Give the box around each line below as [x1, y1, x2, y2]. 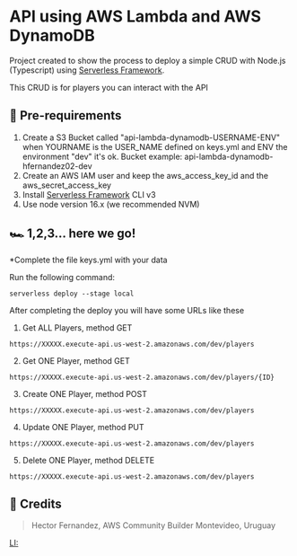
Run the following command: [9, 271, 115, 282]
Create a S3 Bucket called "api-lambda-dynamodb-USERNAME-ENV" [22, 132, 281, 143]
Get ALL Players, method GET [22, 322, 133, 333]
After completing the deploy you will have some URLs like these [9, 304, 245, 315]
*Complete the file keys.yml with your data [9, 254, 168, 265]
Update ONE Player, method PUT [22, 421, 145, 432]
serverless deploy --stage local [9, 289, 135, 298]
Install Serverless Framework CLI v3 [22, 189, 156, 199]
